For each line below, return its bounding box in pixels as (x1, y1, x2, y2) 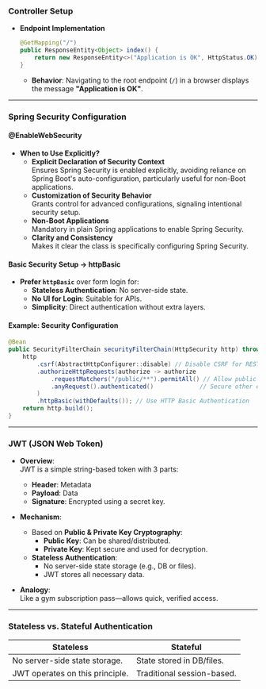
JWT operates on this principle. (12, 668, 129, 679)
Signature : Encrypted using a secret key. (31, 497, 165, 506)
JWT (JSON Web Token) (8, 438, 104, 449)
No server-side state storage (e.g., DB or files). (43, 561, 196, 571)
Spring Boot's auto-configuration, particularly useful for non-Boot (31, 173, 246, 183)
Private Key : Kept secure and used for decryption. (43, 545, 208, 554)
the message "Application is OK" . (31, 83, 144, 93)
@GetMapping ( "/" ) (19, 39, 78, 47)
